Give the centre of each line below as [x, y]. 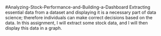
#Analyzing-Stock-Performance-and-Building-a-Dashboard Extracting [78, 7]
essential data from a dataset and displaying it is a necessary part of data [81, 12]
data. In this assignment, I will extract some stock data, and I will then [76, 23]
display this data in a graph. [34, 28]
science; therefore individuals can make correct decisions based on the [79, 18]
